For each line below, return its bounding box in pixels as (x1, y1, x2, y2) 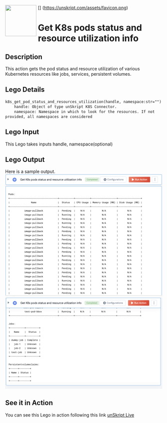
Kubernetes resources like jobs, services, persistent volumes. (5, 71, 132, 77)
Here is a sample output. (5, 168, 56, 174)
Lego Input (5, 128, 39, 137)
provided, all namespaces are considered (5, 114, 93, 119)
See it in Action (5, 399, 53, 407)
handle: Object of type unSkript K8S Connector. (14, 104, 117, 109)
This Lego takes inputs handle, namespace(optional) (5, 141, 113, 147)
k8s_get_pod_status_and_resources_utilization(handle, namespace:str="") (5, 99, 162, 104)
